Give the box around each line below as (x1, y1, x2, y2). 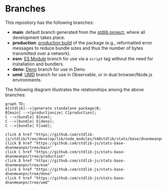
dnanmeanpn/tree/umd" (5, 180, 50, 185)
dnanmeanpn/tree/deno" (5, 171, 52, 176)
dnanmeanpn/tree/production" (5, 154, 66, 159)
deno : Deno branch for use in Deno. (12, 66, 86, 72)
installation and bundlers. (12, 61, 65, 67)
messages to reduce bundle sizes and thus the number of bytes (12, 45, 143, 51)
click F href (5, 176, 32, 181)
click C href (5, 149, 32, 155)
